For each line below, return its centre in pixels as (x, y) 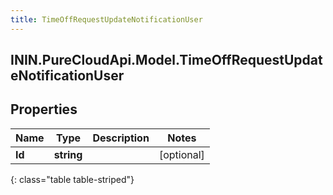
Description (121, 138)
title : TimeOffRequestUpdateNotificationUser (106, 19)
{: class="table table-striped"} (72, 179)
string (68, 154)
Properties (44, 109)
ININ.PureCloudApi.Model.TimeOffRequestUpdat (166, 60)
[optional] (181, 154)
